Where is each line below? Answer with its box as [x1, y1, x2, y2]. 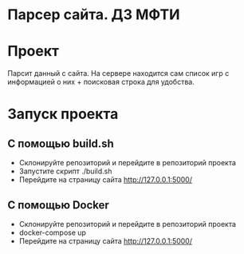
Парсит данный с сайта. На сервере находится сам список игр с [7, 69, 230, 78]
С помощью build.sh [7, 137, 115, 150]
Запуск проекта [7, 105, 119, 123]
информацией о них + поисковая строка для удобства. [7, 77, 195, 87]
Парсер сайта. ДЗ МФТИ [7, 6, 180, 24]
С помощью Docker [7, 198, 109, 212]
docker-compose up [18, 228, 87, 237]
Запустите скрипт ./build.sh [18, 166, 112, 177]
